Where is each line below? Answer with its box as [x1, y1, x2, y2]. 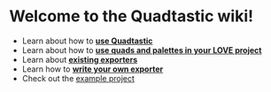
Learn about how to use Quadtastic [21, 35, 153, 46]
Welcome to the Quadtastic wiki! [9, 6, 254, 27]
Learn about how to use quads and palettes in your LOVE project [21, 44, 262, 55]
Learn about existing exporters [21, 54, 138, 65]
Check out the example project [21, 73, 135, 83]
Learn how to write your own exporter [21, 64, 164, 74]
